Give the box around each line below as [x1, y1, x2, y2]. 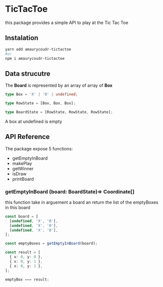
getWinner [12, 166, 34, 171]
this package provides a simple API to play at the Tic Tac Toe [5, 20, 129, 25]
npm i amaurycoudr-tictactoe [5, 56, 65, 61]
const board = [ [5, 214, 38, 219]
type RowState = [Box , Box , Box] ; [5, 101, 76, 106]
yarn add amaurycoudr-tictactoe [5, 47, 71, 52]
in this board [5, 204, 30, 210]
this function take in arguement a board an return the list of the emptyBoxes [5, 199, 159, 205]
